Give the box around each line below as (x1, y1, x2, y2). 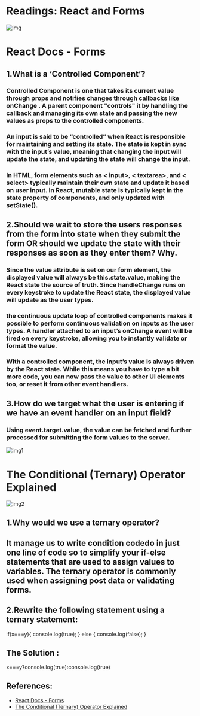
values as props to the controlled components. (6, 117, 144, 125)
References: (6, 681, 53, 691)
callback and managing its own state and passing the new (6, 109, 177, 117)
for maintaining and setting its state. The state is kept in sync (6, 140, 187, 148)
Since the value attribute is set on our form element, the (6, 265, 171, 274)
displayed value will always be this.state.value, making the (6, 273, 180, 281)
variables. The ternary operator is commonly (6, 566, 176, 576)
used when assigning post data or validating (6, 575, 175, 585)
